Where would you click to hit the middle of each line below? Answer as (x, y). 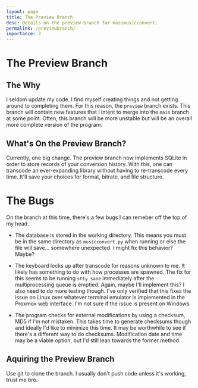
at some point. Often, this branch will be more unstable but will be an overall (99, 118)
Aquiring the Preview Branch (60, 359)
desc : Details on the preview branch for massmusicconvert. (82, 23)
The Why (23, 85)
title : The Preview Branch (40, 17)
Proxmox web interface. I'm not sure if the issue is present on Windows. (103, 303)
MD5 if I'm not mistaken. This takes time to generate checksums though (103, 321)
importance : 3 (24, 34)
